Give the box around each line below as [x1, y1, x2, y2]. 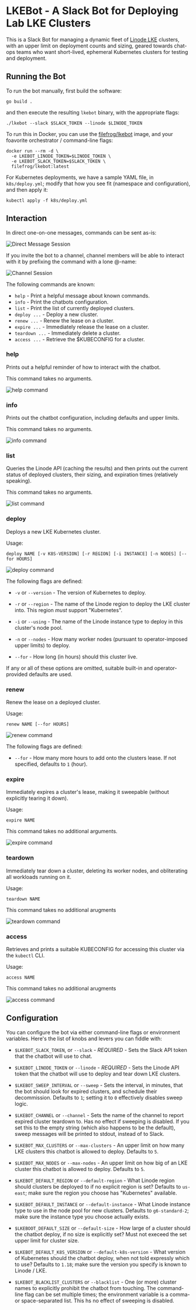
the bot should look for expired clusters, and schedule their [14, 1088, 157, 1095]
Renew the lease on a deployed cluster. [6, 699, 101, 706]
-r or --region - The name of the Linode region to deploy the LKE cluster [14, 600, 191, 608]
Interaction [6, 213, 47, 223]
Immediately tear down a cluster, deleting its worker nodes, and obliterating [6, 867, 188, 874]
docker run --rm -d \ [6, 148, 59, 154]
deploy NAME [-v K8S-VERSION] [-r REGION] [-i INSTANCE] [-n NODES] [6, 551, 177, 556]
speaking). [6, 477, 32, 484]
